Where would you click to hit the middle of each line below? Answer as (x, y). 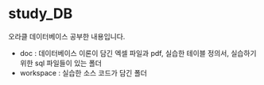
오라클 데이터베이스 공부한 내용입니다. (67, 36)
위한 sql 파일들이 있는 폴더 (60, 63)
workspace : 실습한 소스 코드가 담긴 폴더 (83, 72)
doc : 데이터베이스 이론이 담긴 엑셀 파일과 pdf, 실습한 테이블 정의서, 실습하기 (138, 53)
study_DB (41, 14)
